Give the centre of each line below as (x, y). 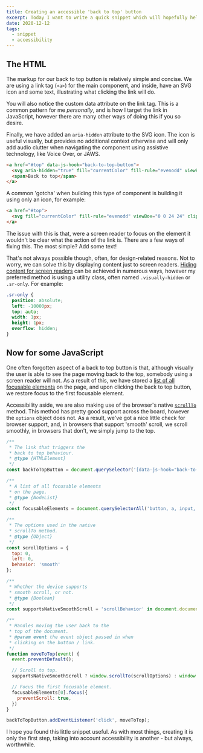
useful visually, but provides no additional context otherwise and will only (97, 141)
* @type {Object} (31, 536)
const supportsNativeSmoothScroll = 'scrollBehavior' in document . (93, 609)
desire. (15, 123)
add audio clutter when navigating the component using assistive (87, 147)
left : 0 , (23, 559)
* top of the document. (39, 632)
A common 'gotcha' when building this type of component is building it (94, 193)
